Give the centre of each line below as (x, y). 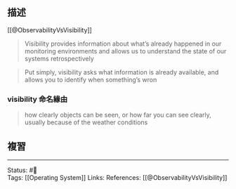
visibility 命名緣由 (38, 99)
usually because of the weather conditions (86, 122)
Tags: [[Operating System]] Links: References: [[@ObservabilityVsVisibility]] (117, 177)
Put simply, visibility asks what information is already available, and (122, 72)
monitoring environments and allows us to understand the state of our (125, 51)
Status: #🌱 (22, 170)
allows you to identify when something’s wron (91, 79)
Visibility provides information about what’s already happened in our (123, 44)
